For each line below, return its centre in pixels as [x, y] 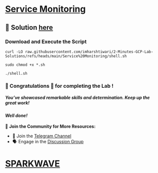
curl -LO [14, 52]
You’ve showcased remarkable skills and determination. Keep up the [78, 98]
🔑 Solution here [29, 28]
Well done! [17, 115]
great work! [17, 103]
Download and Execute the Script [46, 42]
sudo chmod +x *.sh [25, 65]
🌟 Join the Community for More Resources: [50, 126]
